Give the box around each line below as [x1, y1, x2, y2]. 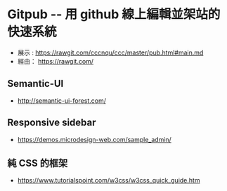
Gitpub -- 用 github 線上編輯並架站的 [7, 6, 221, 22]
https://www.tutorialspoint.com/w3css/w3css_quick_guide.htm [17, 176, 200, 185]
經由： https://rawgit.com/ [17, 57, 93, 65]
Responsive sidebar [7, 117, 96, 129]
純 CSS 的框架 [7, 157, 68, 169]
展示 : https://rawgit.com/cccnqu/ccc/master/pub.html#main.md [17, 48, 204, 57]
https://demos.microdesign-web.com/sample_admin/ [17, 135, 172, 143]
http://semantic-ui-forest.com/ [17, 96, 107, 105]
